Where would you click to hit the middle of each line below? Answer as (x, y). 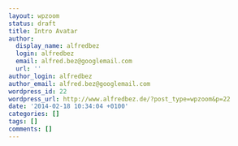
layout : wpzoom (34, 16)
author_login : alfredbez (50, 76)
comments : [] (30, 129)
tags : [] (23, 122)
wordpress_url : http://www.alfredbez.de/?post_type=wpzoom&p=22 (119, 99)
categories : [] (34, 114)
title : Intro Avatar (43, 31)
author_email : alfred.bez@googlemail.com (80, 84)
